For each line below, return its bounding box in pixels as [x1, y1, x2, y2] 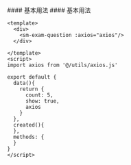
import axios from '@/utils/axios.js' [7, 62, 118, 68]
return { [19, 86, 45, 92]
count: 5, [25, 92, 53, 99]
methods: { [13, 134, 45, 140]
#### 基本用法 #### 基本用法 [7, 6, 91, 14]
